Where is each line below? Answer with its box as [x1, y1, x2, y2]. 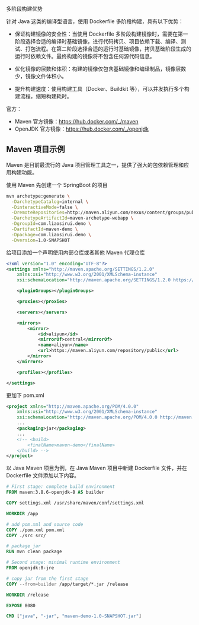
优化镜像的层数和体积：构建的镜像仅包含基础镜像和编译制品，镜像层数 [14, 65, 187, 72]
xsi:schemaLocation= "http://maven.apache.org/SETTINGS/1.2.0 [17, 277, 171, 283]
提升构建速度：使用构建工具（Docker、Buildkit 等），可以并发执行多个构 [14, 85, 190, 92]
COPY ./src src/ [6, 532, 46, 538]
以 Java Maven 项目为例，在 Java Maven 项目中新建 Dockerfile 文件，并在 [6, 465, 188, 472]
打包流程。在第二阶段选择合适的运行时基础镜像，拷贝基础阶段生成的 [25, 45, 191, 52]
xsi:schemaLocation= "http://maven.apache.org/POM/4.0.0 [17, 414, 158, 420]
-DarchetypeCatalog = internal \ [11, 198, 89, 205]
